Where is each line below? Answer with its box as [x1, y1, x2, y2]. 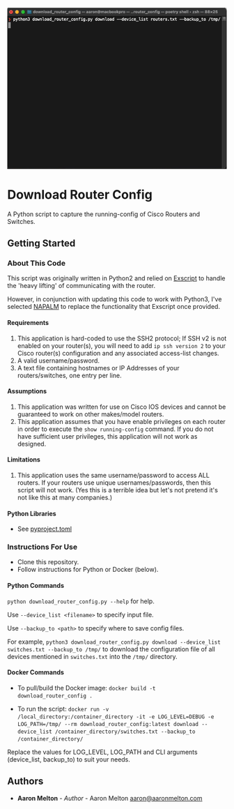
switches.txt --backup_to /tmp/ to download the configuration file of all [7, 644, 216, 653]
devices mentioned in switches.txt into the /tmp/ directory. [7, 652, 178, 660]
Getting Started [7, 238, 76, 250]
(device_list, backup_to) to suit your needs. [7, 755, 131, 764]
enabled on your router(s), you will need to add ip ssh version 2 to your [17, 341, 226, 349]
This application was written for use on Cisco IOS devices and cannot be [17, 402, 226, 411]
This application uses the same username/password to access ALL [17, 471, 210, 479]
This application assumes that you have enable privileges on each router [17, 417, 226, 425]
